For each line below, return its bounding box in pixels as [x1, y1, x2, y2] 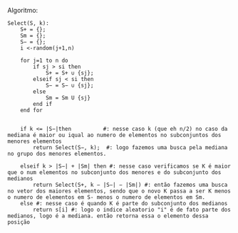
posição [7, 219, 31, 226]
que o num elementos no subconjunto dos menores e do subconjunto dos [7, 169, 222, 176]
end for [20, 107, 43, 114]
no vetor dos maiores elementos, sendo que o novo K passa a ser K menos [7, 188, 232, 195]
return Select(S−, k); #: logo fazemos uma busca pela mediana [33, 144, 228, 151]
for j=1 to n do [20, 57, 69, 64]
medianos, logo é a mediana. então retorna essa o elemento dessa [7, 212, 209, 220]
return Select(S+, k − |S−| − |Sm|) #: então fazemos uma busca [33, 181, 228, 188]
